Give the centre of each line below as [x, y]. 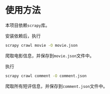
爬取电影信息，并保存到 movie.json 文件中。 [50, 55]
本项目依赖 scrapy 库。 [27, 25]
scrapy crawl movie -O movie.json [42, 45]
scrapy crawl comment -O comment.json [46, 76]
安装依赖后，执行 [23, 36]
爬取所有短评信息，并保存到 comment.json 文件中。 [56, 86]
